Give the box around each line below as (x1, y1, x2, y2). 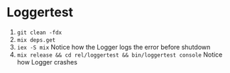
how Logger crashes (16, 57, 77, 66)
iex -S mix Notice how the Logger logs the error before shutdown (16, 43, 211, 51)
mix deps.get (16, 36, 56, 43)
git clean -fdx (16, 29, 62, 36)
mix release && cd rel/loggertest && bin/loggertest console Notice (16, 50, 223, 59)
